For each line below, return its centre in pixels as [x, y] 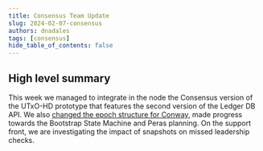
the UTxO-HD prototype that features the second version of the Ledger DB [132, 106]
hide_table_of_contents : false [61, 46]
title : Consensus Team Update [59, 16]
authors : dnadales [39, 31]
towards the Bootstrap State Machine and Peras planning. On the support [130, 123]
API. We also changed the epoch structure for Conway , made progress [125, 114]
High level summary [60, 78]
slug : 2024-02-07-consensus [55, 23]
